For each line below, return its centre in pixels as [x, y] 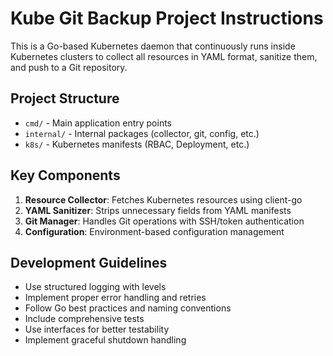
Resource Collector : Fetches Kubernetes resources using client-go [163, 199]
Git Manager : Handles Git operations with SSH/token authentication [164, 221]
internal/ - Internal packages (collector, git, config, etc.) [142, 133]
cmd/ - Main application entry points [98, 123]
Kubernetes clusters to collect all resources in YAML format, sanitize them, [164, 56]
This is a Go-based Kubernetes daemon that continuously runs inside [153, 46]
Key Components [65, 175]
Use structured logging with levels [95, 287]
